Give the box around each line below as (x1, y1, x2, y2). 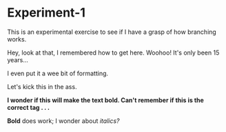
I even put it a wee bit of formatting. (7, 69, 109, 77)
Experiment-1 (7, 5, 86, 21)
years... (7, 55, 29, 64)
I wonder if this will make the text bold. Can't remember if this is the (7, 95, 205, 104)
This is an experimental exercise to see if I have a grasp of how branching (7, 28, 217, 36)
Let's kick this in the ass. (7, 82, 77, 91)
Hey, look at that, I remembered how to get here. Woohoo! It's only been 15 (7, 48, 220, 57)
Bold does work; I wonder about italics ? (7, 116, 120, 125)
